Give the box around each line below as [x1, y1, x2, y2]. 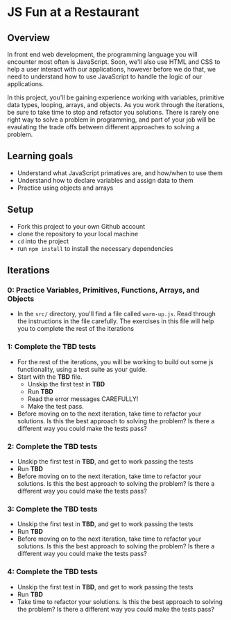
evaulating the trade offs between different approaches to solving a [7, 123, 200, 131]
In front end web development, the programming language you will [7, 50, 198, 58]
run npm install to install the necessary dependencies [17, 244, 173, 252]
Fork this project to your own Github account [17, 222, 146, 230]
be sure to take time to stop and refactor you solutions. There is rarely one [7, 108, 220, 116]
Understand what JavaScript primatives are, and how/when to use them [17, 168, 223, 177]
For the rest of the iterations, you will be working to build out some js [17, 357, 214, 366]
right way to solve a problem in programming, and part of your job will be [7, 115, 216, 124]
